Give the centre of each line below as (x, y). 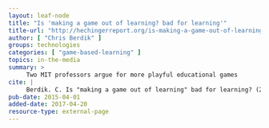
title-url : (26, 30)
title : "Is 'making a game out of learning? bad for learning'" (118, 23)
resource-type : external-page (59, 112)
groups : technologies (44, 45)
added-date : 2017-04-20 (48, 104)
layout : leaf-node (39, 16)
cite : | (21, 82)
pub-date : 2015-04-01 (44, 97)
